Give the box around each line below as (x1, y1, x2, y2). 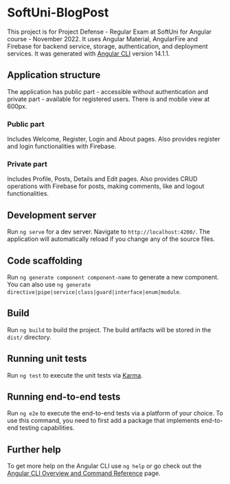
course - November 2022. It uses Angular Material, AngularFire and (7, 34, 198, 43)
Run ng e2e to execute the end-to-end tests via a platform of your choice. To (7, 409, 224, 417)
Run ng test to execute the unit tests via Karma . (7, 371, 143, 379)
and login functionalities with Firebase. (7, 142, 117, 150)
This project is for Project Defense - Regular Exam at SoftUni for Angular (7, 27, 212, 36)
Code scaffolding (7, 255, 82, 266)
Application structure (7, 69, 101, 81)
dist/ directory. (7, 333, 51, 341)
